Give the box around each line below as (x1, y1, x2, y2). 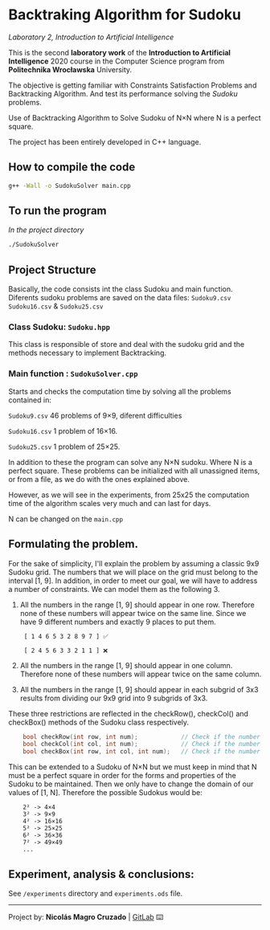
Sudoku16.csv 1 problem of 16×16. (8, 426, 118, 435)
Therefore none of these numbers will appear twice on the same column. (19, 669, 262, 679)
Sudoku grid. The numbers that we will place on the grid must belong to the (8, 567, 259, 577)
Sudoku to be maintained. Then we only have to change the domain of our (8, 779, 254, 789)
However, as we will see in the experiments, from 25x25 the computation (8, 490, 250, 500)
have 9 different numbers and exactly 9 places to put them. (19, 617, 216, 626)
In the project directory (8, 225, 84, 235)
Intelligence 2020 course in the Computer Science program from (8, 56, 225, 66)
